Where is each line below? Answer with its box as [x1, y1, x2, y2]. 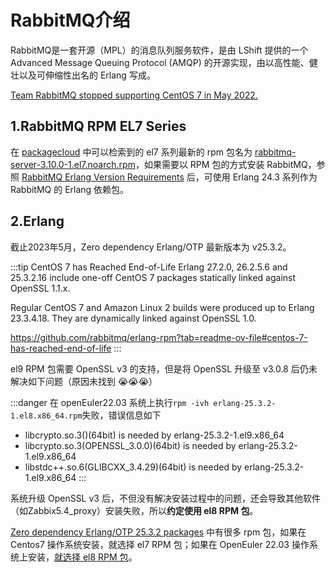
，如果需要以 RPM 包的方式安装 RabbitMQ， [134, 158, 317, 170]
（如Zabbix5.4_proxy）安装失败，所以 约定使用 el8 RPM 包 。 [10, 504, 259, 516]
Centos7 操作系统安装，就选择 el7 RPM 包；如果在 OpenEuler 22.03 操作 [10, 538, 310, 550]
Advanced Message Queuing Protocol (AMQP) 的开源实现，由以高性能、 [10, 56, 310, 68]
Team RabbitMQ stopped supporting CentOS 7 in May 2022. [10, 89, 258, 101]
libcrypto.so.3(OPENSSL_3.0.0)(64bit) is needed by [24, 439, 237, 451]
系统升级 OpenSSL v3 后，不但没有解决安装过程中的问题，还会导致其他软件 [10, 492, 321, 504]
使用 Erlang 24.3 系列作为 [212, 171, 318, 183]
